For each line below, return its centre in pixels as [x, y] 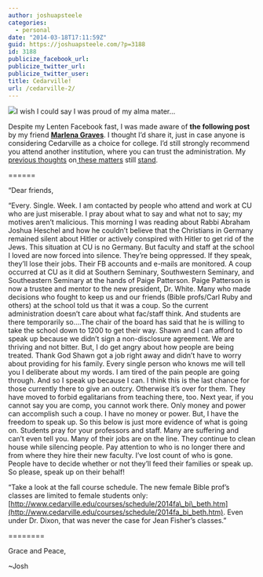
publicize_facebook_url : [49, 60]
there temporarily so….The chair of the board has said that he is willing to [126, 322]
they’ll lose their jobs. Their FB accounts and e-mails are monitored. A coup [130, 264]
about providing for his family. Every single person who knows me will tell [127, 364]
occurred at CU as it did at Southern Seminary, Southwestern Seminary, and [131, 272]
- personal [33, 30]
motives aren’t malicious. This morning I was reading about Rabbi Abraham [130, 222]
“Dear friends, [31, 191]
